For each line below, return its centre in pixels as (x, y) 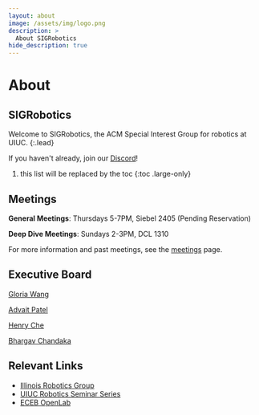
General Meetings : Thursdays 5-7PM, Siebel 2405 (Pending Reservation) (129, 218)
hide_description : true (48, 46)
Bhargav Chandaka (40, 340)
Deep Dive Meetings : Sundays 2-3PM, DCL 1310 (89, 234)
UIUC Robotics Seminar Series (70, 393)
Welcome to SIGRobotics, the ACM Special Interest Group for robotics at (127, 134)
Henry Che (26, 325)
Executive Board (50, 275)
